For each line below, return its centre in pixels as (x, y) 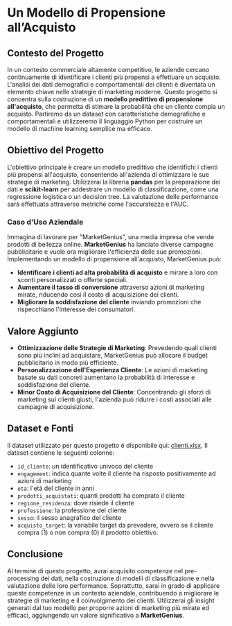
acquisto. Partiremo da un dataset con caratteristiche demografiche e (106, 114)
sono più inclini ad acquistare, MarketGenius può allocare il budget (112, 355)
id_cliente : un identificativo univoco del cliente (85, 466)
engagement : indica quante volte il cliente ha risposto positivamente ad (116, 473)
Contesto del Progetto (56, 53)
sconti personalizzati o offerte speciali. (72, 280)
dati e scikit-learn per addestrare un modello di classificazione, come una (113, 189)
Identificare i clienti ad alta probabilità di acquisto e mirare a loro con (117, 272)
